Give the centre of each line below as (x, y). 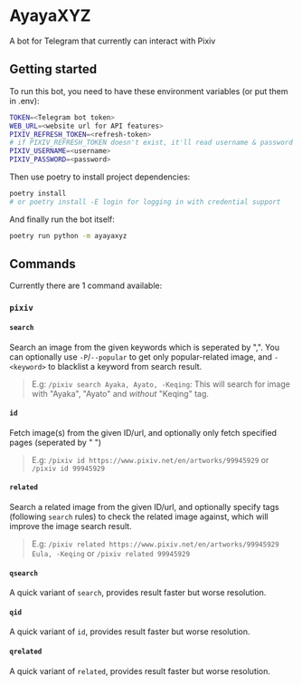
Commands (43, 264)
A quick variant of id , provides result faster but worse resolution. (130, 632)
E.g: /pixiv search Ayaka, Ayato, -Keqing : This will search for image (161, 384)
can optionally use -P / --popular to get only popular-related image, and (141, 357)
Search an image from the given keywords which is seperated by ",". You (145, 347)
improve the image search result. (71, 526)
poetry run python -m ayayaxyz (68, 236)
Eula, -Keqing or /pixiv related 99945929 (111, 553)
